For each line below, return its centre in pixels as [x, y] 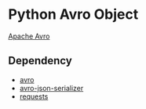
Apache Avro [29, 36]
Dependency [40, 61]
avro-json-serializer [51, 88]
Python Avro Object [73, 15]
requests [34, 96]
